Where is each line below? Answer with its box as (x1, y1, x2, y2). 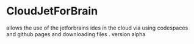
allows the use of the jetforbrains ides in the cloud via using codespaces (6, 24, 189, 31)
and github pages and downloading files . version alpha (6, 30, 146, 37)
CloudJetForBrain (6, 4, 98, 18)
